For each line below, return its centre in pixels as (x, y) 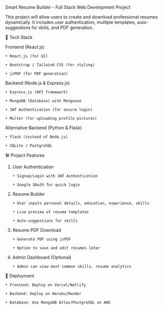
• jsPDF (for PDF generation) (37, 74)
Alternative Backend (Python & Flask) (43, 128)
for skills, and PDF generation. (63, 28)
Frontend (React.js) (25, 47)
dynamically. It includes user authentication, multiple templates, (71, 22)
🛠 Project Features (25, 155)
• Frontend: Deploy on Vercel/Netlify (45, 285)
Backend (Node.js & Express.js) (37, 83)
